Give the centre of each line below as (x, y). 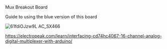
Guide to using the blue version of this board (51, 17)
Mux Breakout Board (26, 7)
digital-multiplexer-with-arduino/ (39, 41)
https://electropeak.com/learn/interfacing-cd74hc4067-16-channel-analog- (83, 36)
